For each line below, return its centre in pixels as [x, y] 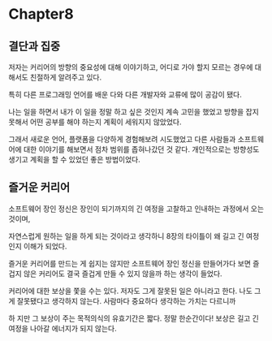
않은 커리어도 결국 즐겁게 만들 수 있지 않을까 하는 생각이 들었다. [123, 274]
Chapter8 [41, 14]
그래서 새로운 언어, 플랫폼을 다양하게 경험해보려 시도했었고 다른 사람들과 [122, 139]
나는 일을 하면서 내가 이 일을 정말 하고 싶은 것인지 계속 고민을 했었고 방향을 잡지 [134, 112]
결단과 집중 [35, 46]
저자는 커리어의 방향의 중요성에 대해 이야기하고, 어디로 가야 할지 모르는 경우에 [131, 67]
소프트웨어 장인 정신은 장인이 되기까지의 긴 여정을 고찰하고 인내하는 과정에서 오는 [136, 209]
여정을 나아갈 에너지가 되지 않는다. [63, 328]
